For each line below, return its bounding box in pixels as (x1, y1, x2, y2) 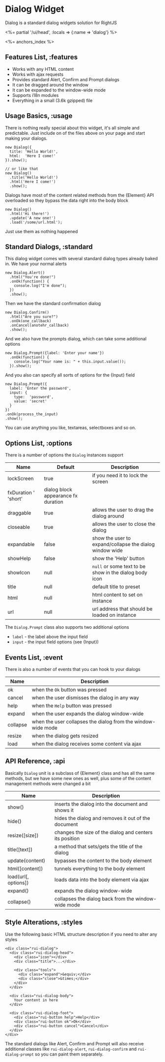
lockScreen (7, 475, 34, 482)
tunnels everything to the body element (54, 865, 145, 872)
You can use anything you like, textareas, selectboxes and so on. (5, 425, 137, 431)
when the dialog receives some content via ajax (31, 740, 141, 747)
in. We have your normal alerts (5, 261, 67, 267)
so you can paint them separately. (35, 1051, 104, 1057)
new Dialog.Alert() (5, 271, 45, 275)
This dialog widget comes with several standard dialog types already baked (5, 256, 158, 262)
